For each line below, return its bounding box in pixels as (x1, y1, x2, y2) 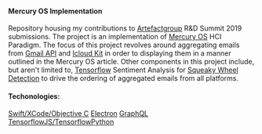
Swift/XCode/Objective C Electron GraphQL (8, 109, 149, 118)
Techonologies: (8, 91, 60, 101)
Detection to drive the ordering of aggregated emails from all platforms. (8, 74, 239, 83)
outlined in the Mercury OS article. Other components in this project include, (8, 57, 255, 67)
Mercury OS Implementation (8, 6, 103, 16)
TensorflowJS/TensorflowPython (8, 118, 115, 127)
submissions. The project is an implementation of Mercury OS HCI (8, 32, 222, 42)
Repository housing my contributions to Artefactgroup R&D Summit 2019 (8, 24, 242, 33)
